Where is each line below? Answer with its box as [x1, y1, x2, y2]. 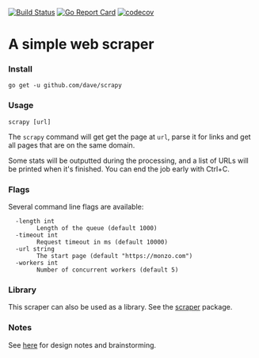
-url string [15, 245, 55, 253]
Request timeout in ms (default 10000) [36, 238, 169, 246]
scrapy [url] [8, 117, 51, 126]
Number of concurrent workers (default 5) [36, 266, 179, 274]
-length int [15, 217, 55, 225]
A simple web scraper [8, 36, 154, 53]
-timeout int [15, 231, 59, 240]
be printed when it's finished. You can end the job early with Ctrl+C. [8, 164, 230, 174]
